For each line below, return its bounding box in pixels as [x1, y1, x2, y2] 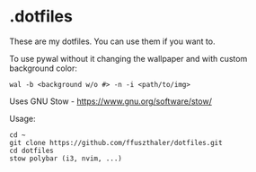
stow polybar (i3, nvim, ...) [9, 154, 123, 163]
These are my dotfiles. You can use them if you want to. [9, 36, 216, 47]
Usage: [9, 113, 36, 124]
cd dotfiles [9, 146, 54, 155]
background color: [9, 63, 78, 73]
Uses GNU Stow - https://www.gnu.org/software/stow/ [9, 96, 213, 107]
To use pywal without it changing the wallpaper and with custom [9, 53, 248, 64]
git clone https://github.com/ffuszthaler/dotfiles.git [9, 138, 223, 147]
